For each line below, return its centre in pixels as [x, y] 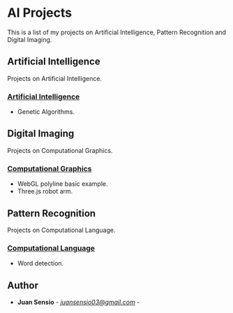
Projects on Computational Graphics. [60, 150]
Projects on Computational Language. [61, 230]
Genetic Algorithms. [46, 112]
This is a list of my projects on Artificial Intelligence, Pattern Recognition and [117, 32]
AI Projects [39, 13]
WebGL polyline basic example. [62, 184]
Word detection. [40, 263]
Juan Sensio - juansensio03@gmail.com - [78, 303]
